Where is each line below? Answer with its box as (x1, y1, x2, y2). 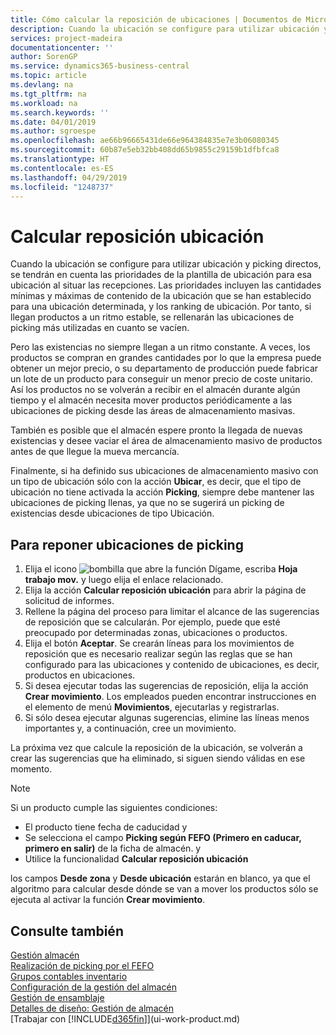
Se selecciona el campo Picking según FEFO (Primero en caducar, (24, 832, 302, 844)
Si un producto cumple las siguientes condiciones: (10, 802, 218, 814)
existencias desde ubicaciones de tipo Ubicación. (10, 507, 215, 520)
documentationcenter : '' (10, 42, 114, 53)
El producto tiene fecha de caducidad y (24, 821, 188, 833)
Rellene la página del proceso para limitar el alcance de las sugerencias (24, 606, 320, 618)
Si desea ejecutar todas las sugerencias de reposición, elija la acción (24, 680, 309, 692)
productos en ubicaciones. (24, 669, 136, 681)
